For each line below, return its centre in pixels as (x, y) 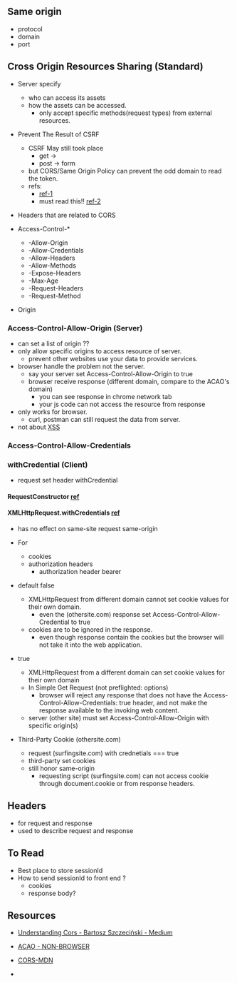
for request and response (55, 823)
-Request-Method (54, 296)
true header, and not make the (163, 702)
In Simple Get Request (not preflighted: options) (98, 687)
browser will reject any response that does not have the (120, 695)
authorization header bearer (80, 571)
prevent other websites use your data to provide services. (113, 358)
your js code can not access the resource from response (122, 404)
